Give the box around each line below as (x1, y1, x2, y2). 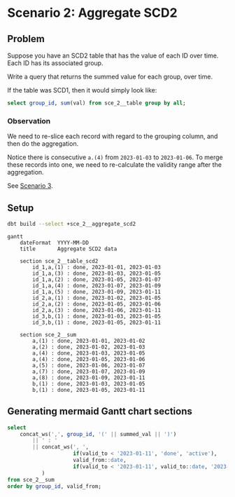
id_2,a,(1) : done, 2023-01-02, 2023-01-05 (32, 294, 161, 301)
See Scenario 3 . (7, 182, 54, 190)
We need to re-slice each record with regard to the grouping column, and (7, 132, 218, 141)
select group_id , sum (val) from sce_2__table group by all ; (7, 100, 187, 107)
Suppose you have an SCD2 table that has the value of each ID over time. (7, 51, 219, 60)
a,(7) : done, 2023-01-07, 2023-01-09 (32, 368, 145, 375)
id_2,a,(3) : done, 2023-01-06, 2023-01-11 (32, 306, 161, 313)
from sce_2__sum (7, 476, 55, 483)
